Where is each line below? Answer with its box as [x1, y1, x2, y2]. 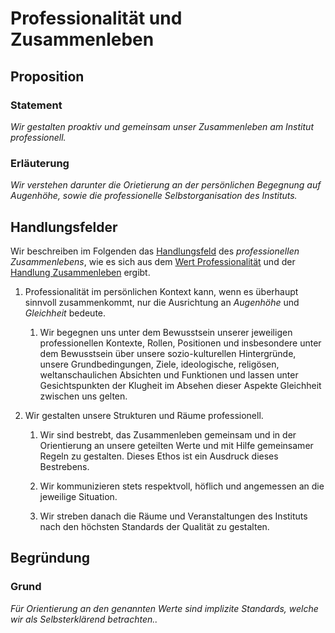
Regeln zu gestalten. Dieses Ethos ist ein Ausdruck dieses [39, 450, 279, 462]
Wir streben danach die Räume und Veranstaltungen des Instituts [39, 510, 308, 522]
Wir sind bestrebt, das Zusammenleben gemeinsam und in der [39, 428, 297, 441]
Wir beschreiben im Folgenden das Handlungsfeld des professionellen [10, 245, 300, 257]
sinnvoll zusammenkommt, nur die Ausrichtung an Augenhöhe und [24, 296, 300, 308]
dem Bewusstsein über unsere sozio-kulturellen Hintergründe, [39, 347, 297, 359]
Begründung [10, 550, 91, 567]
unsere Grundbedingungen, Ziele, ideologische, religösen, [39, 358, 280, 370]
